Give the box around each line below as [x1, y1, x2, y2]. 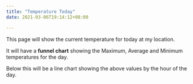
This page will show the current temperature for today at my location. [6, 35, 175, 43]
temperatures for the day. [6, 53, 68, 60]
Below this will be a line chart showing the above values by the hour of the [6, 64, 188, 72]
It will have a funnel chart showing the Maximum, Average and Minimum [6, 47, 183, 54]
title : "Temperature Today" [6, 8, 76, 15]
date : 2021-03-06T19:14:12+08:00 [6, 14, 89, 20]
